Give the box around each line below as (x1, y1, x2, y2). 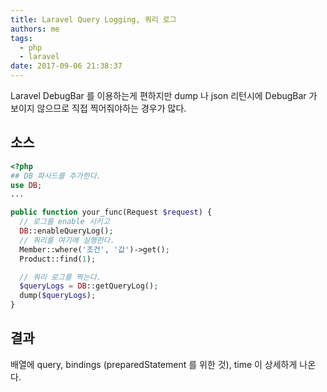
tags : (10, 33, 33, 43)
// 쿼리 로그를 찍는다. (19, 272, 102, 282)
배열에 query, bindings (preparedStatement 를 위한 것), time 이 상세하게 (10, 358, 298, 370)
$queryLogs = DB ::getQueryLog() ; (19, 281, 159, 291)
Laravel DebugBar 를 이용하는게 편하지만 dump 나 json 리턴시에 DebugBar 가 (10, 90, 318, 101)
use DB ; (10, 180, 43, 190)
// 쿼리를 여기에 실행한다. (19, 235, 115, 245)
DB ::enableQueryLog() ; (19, 226, 114, 236)
